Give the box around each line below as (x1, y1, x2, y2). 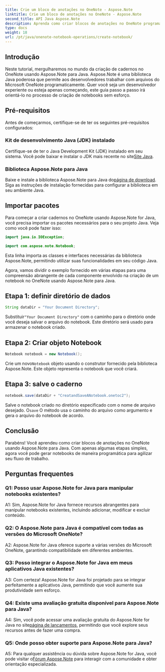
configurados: (5, 125, 33, 130)
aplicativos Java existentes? (5, 566, 75, 573)
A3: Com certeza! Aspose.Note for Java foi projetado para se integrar (5, 576, 146, 582)
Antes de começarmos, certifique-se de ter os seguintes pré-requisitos (5, 119, 149, 126)
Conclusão (5, 427, 39, 435)
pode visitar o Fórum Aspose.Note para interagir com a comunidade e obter (5, 656, 157, 662)
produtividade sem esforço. (5, 587, 61, 593)
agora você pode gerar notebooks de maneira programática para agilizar (5, 450, 152, 456)
